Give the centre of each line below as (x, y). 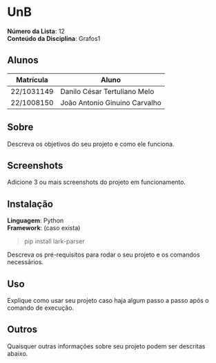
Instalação (30, 204)
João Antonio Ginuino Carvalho (111, 102)
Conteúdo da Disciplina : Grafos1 (54, 38)
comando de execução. (41, 308)
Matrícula (32, 80)
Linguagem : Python (36, 221)
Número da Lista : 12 (36, 31)
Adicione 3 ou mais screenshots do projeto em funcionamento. (97, 182)
